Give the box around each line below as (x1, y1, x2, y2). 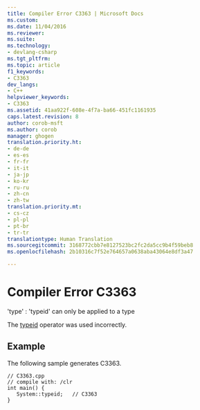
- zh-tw (7, 197, 30, 204)
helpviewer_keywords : (7, 94, 70, 101)
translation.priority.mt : (7, 204, 82, 211)
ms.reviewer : (7, 29, 45, 37)
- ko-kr (7, 177, 30, 184)
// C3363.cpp (7, 372, 45, 380)
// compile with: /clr (7, 378, 73, 385)
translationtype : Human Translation (7, 235, 113, 242)
